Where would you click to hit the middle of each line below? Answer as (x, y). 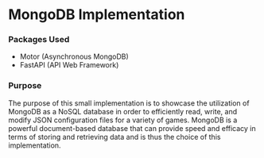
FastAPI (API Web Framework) (69, 65)
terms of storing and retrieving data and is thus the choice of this (115, 137)
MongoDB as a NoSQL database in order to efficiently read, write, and (123, 111)
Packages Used (39, 40)
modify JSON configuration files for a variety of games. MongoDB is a (123, 120)
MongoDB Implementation (97, 15)
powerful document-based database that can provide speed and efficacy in (132, 128)
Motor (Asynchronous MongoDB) (74, 56)
